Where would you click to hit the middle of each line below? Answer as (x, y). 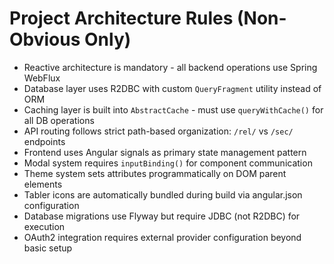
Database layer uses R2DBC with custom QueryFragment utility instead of (172, 88)
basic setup (48, 248)
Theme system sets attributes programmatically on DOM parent (155, 173)
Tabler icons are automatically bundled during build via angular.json (163, 194)
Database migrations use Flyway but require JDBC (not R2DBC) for (162, 216)
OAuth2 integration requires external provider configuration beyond (162, 237)
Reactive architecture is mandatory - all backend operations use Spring (170, 67)
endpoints (44, 141)
